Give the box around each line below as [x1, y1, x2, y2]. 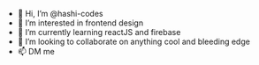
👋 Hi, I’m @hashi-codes [17, 9, 103, 18]
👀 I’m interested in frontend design [17, 18, 144, 28]
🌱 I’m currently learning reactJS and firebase [17, 27, 181, 37]
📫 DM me [17, 47, 55, 56]
